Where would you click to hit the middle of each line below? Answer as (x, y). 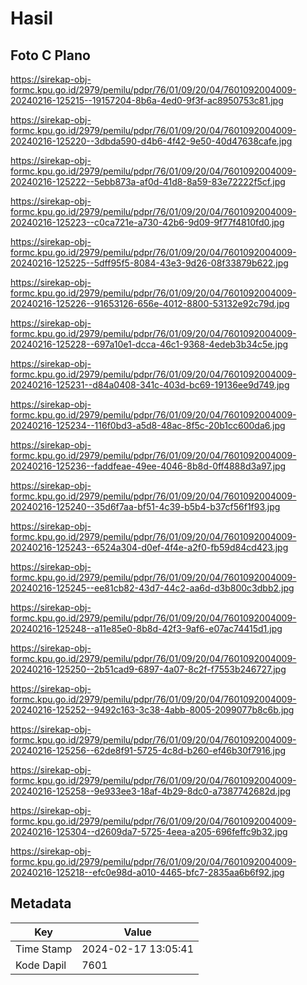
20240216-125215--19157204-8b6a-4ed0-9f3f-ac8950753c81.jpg (147, 100)
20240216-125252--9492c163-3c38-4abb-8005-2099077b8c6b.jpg (152, 710)
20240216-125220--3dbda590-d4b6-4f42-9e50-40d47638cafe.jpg (151, 141)
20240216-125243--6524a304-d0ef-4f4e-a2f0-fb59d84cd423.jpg (149, 547)
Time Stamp (44, 949)
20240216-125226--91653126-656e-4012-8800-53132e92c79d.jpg (150, 303)
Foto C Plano (50, 55)
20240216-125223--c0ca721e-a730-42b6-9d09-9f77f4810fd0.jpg (147, 222)
